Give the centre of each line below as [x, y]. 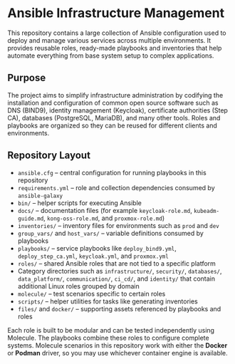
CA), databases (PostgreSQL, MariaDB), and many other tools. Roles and [114, 118]
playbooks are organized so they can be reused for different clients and [112, 125]
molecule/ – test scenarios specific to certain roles [92, 293]
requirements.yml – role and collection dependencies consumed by [116, 187]
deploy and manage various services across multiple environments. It [109, 40]
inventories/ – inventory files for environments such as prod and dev [118, 225]
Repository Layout [49, 156]
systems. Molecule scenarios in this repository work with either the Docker [117, 345]
